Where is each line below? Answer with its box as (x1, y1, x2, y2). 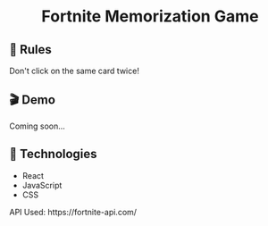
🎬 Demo (9, 92, 56, 108)
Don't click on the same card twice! (9, 65, 140, 76)
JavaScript (21, 180, 63, 190)
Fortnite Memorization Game (41, 6, 259, 27)
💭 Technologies (9, 146, 97, 162)
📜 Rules (9, 42, 52, 57)
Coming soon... (9, 121, 65, 131)
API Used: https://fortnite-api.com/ (9, 206, 137, 217)
